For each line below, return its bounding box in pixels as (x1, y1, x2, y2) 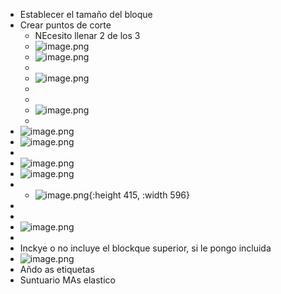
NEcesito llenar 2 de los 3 (34, 30, 141, 41)
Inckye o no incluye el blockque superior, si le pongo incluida (19, 242, 272, 254)
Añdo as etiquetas (19, 264, 95, 275)
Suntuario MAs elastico (19, 274, 116, 286)
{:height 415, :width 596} (88, 189, 190, 201)
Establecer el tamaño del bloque (19, 9, 153, 20)
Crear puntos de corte (19, 19, 112, 31)
